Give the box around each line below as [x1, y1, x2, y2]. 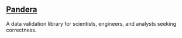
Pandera [6, 5, 37, 15]
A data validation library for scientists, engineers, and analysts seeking [6, 20, 177, 27]
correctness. [6, 26, 37, 33]
